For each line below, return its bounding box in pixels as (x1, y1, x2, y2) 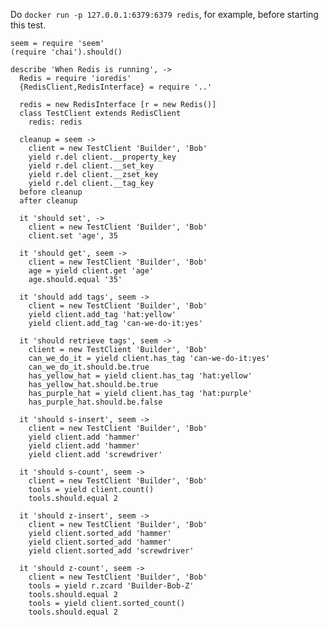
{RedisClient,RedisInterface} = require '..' (19, 82, 213, 92)
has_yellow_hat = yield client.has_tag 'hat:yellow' (28, 371, 253, 381)
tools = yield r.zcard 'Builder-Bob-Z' (28, 581, 195, 591)
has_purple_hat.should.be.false (28, 397, 163, 407)
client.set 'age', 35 (28, 231, 118, 241)
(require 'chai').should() (10, 47, 123, 57)
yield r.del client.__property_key (28, 152, 177, 162)
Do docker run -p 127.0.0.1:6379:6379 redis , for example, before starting (10, 9, 319, 20)
